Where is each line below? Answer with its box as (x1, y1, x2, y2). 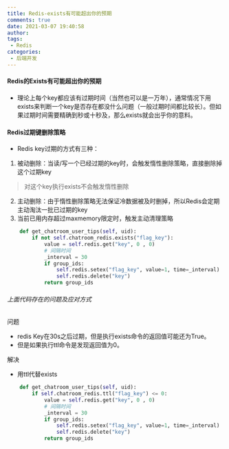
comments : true (7, 17, 51, 23)
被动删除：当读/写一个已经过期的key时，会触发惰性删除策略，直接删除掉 (17, 159, 222, 167)
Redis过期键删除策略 (7, 128, 66, 136)
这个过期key (17, 168, 52, 176)
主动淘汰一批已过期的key (17, 206, 88, 214)
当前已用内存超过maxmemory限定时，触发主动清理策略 (17, 214, 174, 222)
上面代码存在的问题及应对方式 (7, 295, 91, 303)
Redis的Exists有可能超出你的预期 (7, 77, 102, 85)
